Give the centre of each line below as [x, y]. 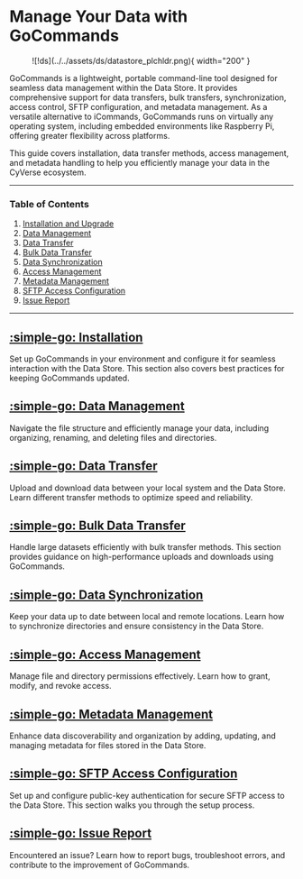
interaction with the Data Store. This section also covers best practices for [147, 369]
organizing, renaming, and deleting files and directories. [113, 437]
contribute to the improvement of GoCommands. [100, 865]
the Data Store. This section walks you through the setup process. [132, 805]
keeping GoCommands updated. [69, 378]
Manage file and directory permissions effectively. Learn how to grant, [140, 676]
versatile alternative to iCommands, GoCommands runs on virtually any [142, 116]
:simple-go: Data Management [97, 406]
